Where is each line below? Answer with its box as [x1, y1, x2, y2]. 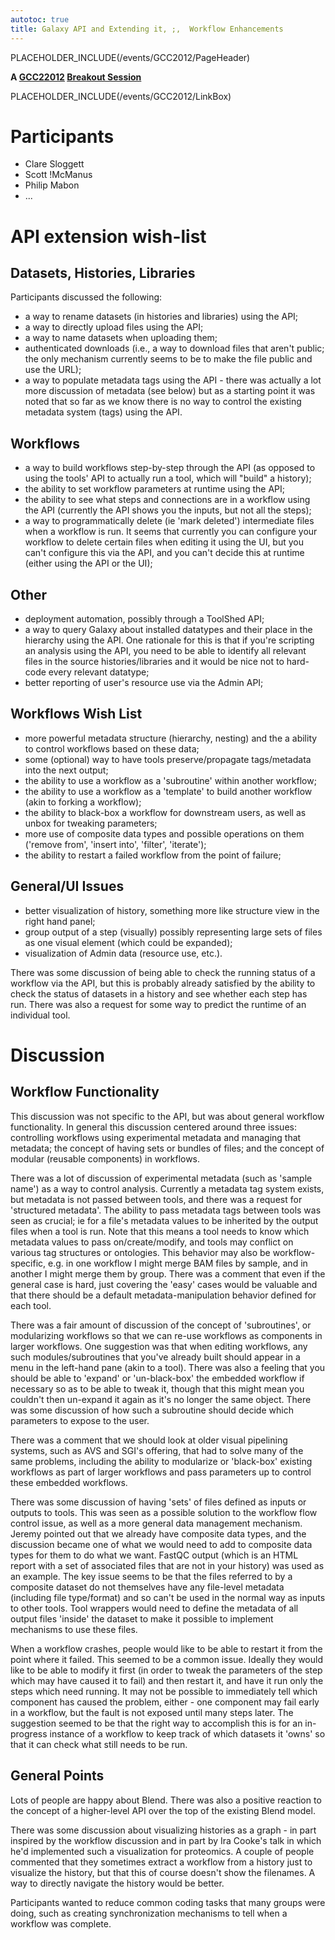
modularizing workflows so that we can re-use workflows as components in [10, 1329, 323, 1341]
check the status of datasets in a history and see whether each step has [10, 987, 308, 1000]
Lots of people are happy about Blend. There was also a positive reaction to [10, 1794, 322, 1806]
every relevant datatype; [48, 666, 150, 678]
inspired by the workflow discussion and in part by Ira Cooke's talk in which [10, 1834, 322, 1846]
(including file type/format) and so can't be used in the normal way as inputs [10, 1591, 326, 1603]
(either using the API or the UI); [24, 557, 153, 570]
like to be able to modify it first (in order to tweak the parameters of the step [10, 1664, 323, 1676]
